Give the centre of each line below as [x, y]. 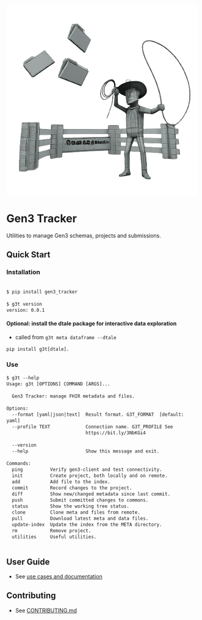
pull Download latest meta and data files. [80, 519]
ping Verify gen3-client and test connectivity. [87, 470]
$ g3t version [24, 304]
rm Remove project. [52, 531]
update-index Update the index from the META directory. [87, 525]
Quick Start [28, 255]
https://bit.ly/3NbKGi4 [116, 433]
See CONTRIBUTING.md [46, 610]
